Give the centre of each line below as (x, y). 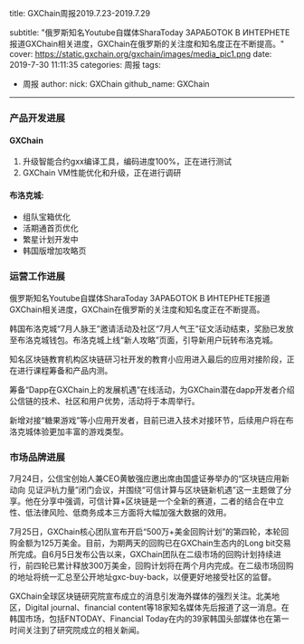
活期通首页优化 (50, 228)
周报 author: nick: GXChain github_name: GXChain (116, 84)
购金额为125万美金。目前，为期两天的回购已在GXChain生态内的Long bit (142, 543)
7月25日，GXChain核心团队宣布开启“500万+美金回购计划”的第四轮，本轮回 (149, 531)
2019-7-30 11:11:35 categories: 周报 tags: (85, 65)
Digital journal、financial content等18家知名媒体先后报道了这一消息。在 (157, 607)
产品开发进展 (38, 118)
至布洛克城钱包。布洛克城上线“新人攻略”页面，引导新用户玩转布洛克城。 (144, 340)
